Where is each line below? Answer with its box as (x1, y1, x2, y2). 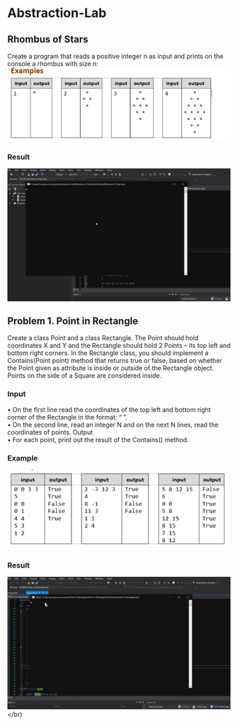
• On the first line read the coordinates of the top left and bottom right (7, 405, 211, 414)
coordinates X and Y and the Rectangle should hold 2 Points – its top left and (7, 342, 231, 350)
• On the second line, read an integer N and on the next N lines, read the (7, 420, 219, 429)
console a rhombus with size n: (7, 60, 98, 68)
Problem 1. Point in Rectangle (7, 315, 138, 327)
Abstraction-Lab (7, 5, 107, 21)
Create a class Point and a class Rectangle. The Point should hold (7, 334, 199, 342)
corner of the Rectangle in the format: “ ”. (7, 412, 127, 421)
